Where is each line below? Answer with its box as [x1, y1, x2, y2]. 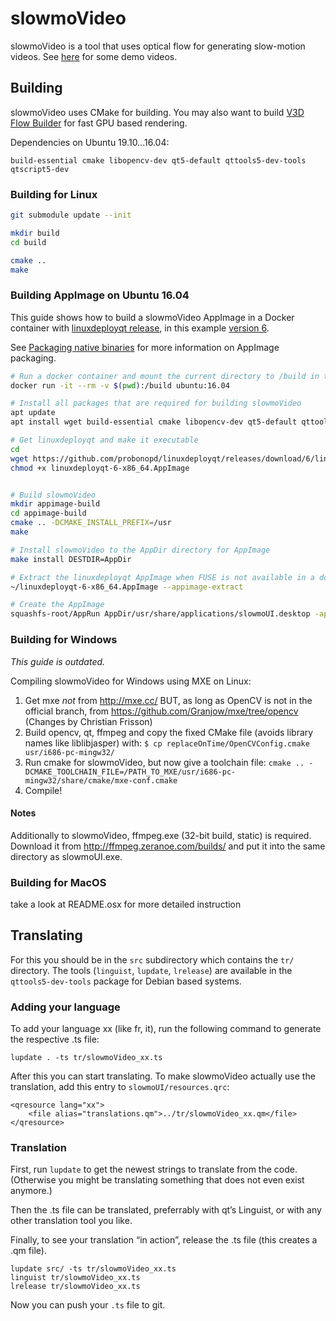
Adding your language [10, 1000, 121, 1014]
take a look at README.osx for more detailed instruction [10, 898, 242, 911]
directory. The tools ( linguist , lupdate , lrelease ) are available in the [10, 964, 293, 976]
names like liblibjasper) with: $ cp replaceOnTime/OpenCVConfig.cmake [24, 737, 310, 749]
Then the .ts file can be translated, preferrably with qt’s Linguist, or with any [10, 1204, 322, 1216]
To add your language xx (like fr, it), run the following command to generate [10, 1023, 322, 1035]
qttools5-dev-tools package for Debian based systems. [10, 975, 242, 987]
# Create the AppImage [10, 600, 105, 610]
